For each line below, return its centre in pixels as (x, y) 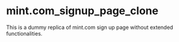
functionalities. (24, 33)
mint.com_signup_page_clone (82, 11)
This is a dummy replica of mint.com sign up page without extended (90, 27)
